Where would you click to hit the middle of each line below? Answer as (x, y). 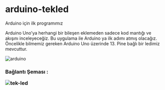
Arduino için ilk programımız (34, 23)
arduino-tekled (37, 9)
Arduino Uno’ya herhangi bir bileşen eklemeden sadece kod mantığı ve (78, 33)
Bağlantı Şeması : (27, 71)
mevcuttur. (16, 49)
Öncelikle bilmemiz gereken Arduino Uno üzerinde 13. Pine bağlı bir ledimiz (82, 43)
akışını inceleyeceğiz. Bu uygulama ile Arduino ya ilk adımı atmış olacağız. (81, 38)
